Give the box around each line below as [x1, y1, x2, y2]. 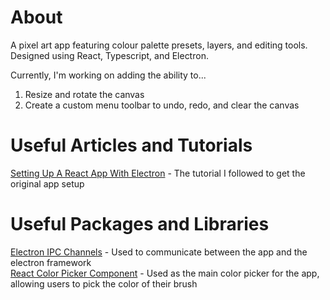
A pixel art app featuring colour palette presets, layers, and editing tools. [10, 39, 308, 51]
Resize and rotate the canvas [24, 88, 145, 100]
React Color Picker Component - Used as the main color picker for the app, [10, 267, 320, 279]
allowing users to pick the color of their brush [10, 277, 198, 290]
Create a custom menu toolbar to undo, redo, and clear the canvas [24, 99, 300, 111]
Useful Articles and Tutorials [10, 134, 253, 157]
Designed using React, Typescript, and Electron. [10, 49, 209, 61]
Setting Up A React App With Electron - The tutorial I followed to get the [10, 167, 306, 179]
